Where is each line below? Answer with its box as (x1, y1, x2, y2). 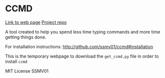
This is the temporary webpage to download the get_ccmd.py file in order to (5, 53, 159, 59)
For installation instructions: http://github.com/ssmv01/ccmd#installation (5, 43, 153, 49)
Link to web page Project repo (5, 19, 67, 25)
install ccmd (5, 58, 27, 64)
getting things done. (5, 34, 46, 40)
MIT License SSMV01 (5, 68, 49, 74)
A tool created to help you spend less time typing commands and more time (5, 29, 161, 35)
